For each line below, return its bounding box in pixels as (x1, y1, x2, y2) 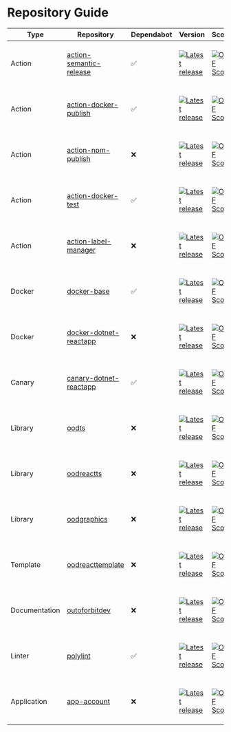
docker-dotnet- (67, 327, 120, 337)
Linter (10, 651, 30, 660)
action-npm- (67, 145, 111, 155)
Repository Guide (7, 5, 109, 21)
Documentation (10, 605, 60, 615)
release (67, 67, 91, 76)
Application (10, 696, 47, 706)
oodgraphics (67, 514, 108, 524)
